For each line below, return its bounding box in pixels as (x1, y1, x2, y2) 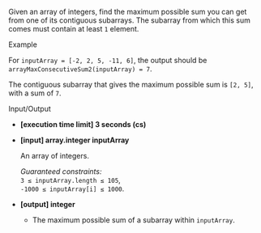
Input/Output (8, 104, 51, 113)
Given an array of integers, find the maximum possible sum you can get (8, 7, 247, 16)
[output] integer (19, 200, 75, 209)
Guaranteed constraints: (19, 167, 102, 176)
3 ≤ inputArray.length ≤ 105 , (19, 176, 122, 184)
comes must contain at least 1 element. (8, 24, 139, 33)
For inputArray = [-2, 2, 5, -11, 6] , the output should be (8, 56, 208, 65)
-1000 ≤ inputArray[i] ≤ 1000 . (19, 184, 125, 193)
